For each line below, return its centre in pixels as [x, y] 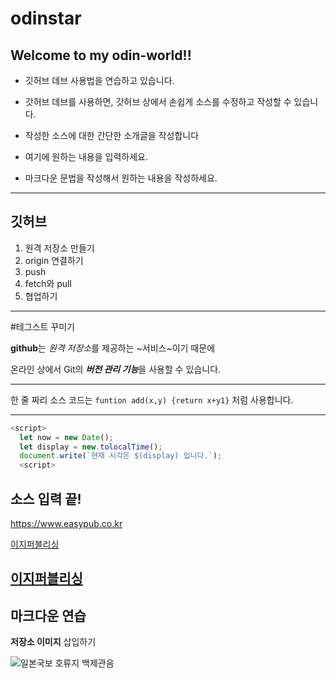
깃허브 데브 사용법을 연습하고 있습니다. [99, 80]
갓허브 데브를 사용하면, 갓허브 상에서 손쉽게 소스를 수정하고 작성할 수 [158, 101]
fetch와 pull [48, 283]
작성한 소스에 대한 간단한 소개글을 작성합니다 [112, 135]
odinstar [46, 18]
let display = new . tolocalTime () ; [91, 447]
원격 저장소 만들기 [59, 248]
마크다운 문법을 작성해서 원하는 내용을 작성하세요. [121, 178]
